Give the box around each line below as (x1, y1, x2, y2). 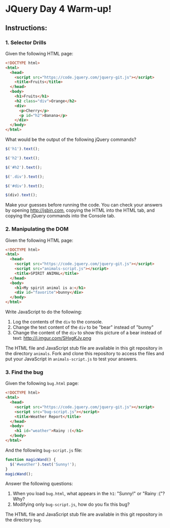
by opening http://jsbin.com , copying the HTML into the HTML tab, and (5, 207, 155, 213)
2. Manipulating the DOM (5, 226, 69, 233)
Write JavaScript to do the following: (5, 309, 82, 315)
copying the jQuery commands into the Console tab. (5, 213, 116, 219)
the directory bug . (5, 517, 42, 523)
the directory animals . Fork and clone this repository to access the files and (5, 351, 164, 357)
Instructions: (5, 24, 48, 32)
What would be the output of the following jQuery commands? (5, 136, 137, 143)
